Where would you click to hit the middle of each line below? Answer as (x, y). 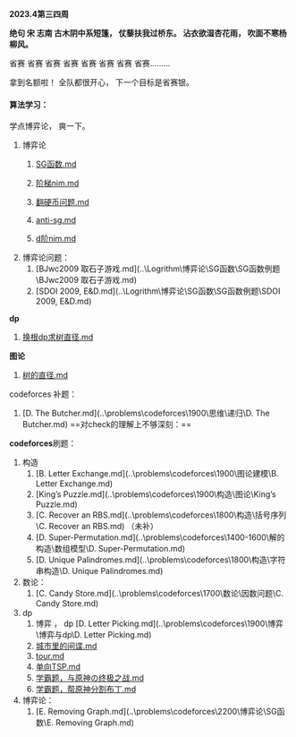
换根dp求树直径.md (58, 337)
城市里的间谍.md (66, 646)
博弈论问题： (46, 258)
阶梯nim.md (57, 184)
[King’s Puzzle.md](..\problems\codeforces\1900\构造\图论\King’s (156, 494)
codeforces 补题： (43, 394)
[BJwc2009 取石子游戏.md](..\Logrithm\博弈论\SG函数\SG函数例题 (158, 269)
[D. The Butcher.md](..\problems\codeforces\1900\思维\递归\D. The (146, 413)
